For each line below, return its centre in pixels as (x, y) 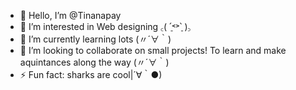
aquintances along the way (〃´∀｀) (94, 62)
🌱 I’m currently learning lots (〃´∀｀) (95, 39)
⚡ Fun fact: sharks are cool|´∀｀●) (91, 74)
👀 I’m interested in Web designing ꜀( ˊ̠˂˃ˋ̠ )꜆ (105, 26)
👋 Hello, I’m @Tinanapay (70, 15)
